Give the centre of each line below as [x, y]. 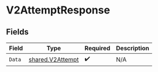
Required [97, 48]
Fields [18, 32]
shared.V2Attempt [54, 59]
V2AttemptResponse [58, 10]
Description [133, 48]
